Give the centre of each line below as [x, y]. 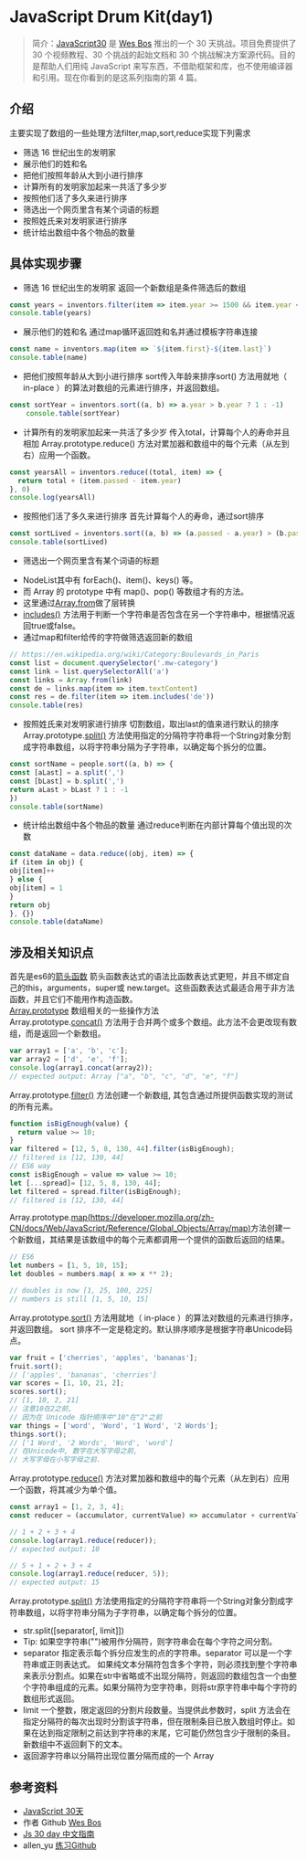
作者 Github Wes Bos [62, 1822]
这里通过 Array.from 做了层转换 [79, 603]
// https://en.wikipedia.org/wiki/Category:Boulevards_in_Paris [134, 655]
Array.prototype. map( [50, 1218]
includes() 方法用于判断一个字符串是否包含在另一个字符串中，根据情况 [155, 615]
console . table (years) [51, 313]
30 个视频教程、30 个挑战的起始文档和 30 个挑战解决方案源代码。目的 [163, 54]
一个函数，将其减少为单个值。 [65, 1490]
